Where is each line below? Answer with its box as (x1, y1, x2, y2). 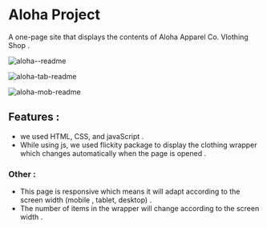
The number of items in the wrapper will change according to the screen (19, 204, 260, 214)
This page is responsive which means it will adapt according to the (19, 186, 241, 197)
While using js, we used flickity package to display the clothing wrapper (19, 140, 257, 150)
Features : (8, 110, 60, 124)
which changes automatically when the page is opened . (19, 148, 207, 158)
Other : (8, 168, 36, 179)
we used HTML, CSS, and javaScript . (19, 131, 144, 141)
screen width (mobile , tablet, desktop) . (19, 195, 152, 205)
